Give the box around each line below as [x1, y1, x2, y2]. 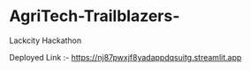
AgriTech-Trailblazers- [9, 6, 180, 26]
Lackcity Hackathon [9, 35, 82, 46]
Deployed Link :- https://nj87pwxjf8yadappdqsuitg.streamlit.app [9, 52, 242, 62]
